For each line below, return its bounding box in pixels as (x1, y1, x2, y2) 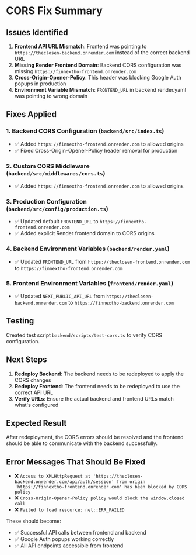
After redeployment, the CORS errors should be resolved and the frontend (6, 434, 184, 441)
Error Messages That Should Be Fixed (6, 457, 146, 467)
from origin (116, 479, 146, 485)
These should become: (6, 518, 61, 525)
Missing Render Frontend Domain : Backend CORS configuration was (14, 61, 182, 68)
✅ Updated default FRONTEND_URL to (14, 218, 99, 225)
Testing (6, 316, 34, 326)
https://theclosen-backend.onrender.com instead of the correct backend (14, 49, 190, 56)
